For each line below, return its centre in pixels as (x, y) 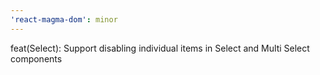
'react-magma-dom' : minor (64, 19)
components (36, 58)
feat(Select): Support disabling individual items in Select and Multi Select (160, 48)
